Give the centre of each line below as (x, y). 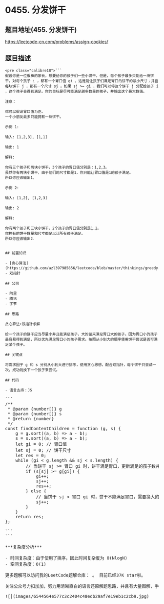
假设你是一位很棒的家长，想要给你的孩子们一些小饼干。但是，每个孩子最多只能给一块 (78, 76)
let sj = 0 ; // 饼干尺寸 (43, 450)
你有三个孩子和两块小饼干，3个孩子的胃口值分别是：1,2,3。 (57, 167)
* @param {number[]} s (35, 414)
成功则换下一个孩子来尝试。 (36, 370)
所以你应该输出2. (20, 239)
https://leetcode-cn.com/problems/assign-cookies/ (57, 42)
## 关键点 (14, 355)
